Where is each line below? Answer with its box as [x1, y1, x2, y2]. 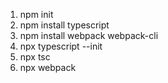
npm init [19, 9, 54, 20]
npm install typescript [19, 19, 110, 31]
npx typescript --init [19, 40, 103, 52]
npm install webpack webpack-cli [19, 30, 159, 41]
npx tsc [19, 51, 51, 63]
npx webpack [19, 62, 77, 73]
